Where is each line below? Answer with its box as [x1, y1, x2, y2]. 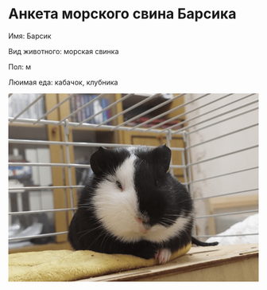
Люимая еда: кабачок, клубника [8, 77, 118, 87]
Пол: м [8, 61, 32, 72]
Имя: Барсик [8, 31, 52, 41]
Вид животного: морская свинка [8, 46, 119, 56]
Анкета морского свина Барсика [8, 5, 237, 23]
